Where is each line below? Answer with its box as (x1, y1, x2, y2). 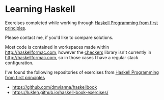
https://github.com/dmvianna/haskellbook (12, 84, 97, 90)
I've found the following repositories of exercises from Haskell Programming (5, 69, 159, 75)
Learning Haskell (5, 3, 75, 15)
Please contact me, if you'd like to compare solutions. (5, 34, 114, 40)
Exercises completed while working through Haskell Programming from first (5, 20, 158, 26)
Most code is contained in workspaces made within (5, 44, 109, 50)
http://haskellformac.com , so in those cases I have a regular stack (5, 54, 138, 60)
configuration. (5, 60, 33, 66)
